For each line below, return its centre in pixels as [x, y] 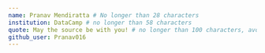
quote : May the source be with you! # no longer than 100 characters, [127, 30]
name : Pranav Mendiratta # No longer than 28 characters [104, 15]
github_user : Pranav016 [47, 37]
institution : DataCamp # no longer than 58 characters [100, 23]
